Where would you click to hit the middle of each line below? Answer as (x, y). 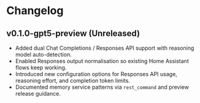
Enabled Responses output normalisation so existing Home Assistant (102, 61)
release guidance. (38, 93)
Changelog (35, 11)
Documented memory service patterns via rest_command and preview (102, 87)
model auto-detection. (43, 55)
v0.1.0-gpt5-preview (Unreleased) (73, 33)
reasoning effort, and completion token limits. (73, 81)
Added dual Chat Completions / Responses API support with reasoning (105, 48)
